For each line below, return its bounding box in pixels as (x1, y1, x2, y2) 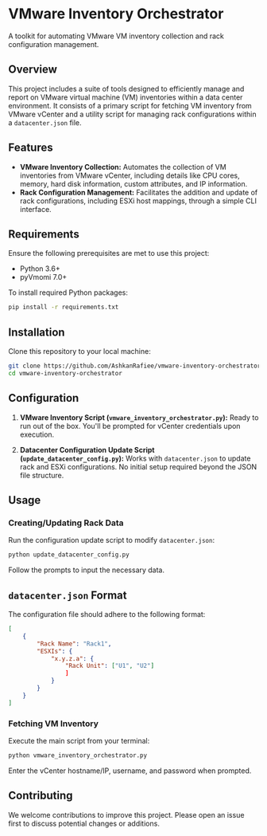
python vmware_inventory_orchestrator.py (8, 751, 148, 759)
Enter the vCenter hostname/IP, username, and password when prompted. (8, 766, 252, 775)
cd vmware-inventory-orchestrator (8, 369, 123, 377)
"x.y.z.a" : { (50, 654, 94, 662)
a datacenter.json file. (8, 117, 82, 128)
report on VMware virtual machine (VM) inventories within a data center (8, 92, 243, 102)
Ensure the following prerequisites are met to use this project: (8, 249, 210, 258)
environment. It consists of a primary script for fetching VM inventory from (8, 100, 252, 110)
